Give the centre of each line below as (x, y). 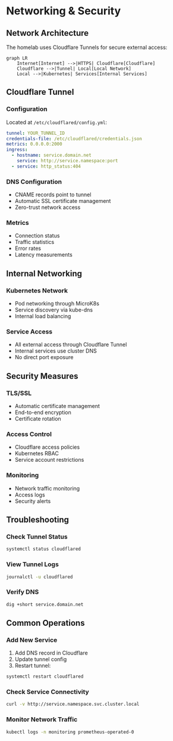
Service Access (29, 332)
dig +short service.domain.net (45, 604)
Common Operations (45, 623)
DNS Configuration (34, 181)
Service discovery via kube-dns (54, 310)
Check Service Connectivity (48, 692)
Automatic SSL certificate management (63, 201)
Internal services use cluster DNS (56, 351)
